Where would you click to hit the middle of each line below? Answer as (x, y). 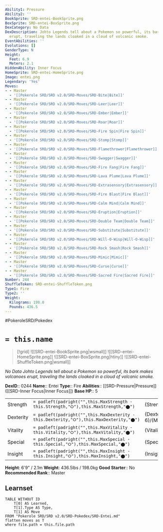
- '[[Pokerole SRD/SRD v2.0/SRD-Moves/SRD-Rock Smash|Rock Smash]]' (80, 248)
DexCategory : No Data (27, 28)
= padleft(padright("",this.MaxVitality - (83, 428)
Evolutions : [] (20, 46)
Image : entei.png (23, 77)
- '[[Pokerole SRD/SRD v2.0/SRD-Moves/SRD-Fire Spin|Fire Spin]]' (78, 131)
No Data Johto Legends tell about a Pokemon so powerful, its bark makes (79, 372)
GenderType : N (19, 50)
